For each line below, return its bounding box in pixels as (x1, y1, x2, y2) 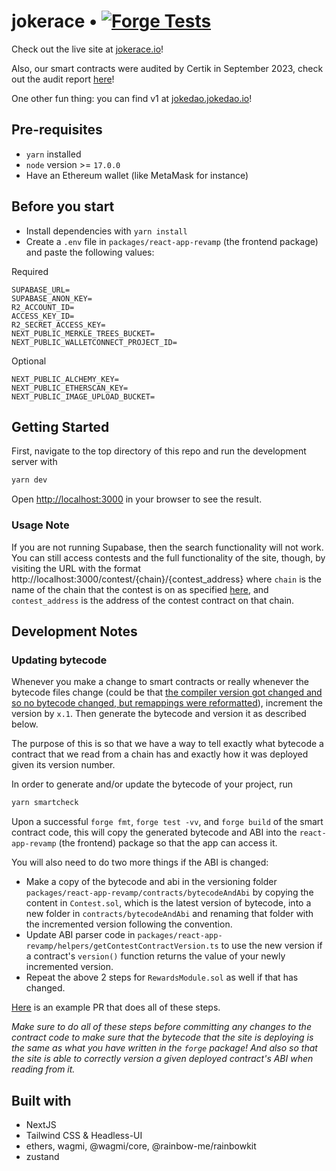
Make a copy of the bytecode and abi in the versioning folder (25, 876, 278, 888)
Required (11, 265, 49, 277)
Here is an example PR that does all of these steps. (11, 1001, 221, 1014)
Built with (11, 1092, 72, 1109)
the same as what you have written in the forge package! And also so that (11, 1042, 318, 1054)
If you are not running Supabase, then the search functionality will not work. (11, 541, 324, 553)
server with (11, 456, 58, 468)
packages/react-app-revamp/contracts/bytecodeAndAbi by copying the (25, 886, 314, 899)
